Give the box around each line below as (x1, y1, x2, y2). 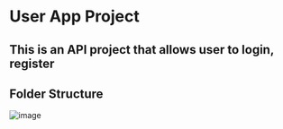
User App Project (9, 6, 140, 27)
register (9, 56, 55, 71)
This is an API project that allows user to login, (9, 42, 275, 57)
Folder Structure (9, 86, 104, 101)
